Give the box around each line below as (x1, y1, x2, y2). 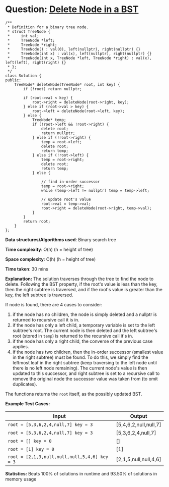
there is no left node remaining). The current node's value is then (12, 365, 147, 371)
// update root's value (41, 197, 92, 202)
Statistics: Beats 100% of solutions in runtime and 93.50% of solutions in (5, 470, 157, 476)
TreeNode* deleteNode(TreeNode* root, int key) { (14, 82, 121, 87)
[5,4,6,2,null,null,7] (116, 421, 161, 428)
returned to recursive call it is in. (12, 316, 79, 322)
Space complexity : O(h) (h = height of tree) (5, 256, 96, 262)
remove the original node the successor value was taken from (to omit (12, 375, 158, 382)
